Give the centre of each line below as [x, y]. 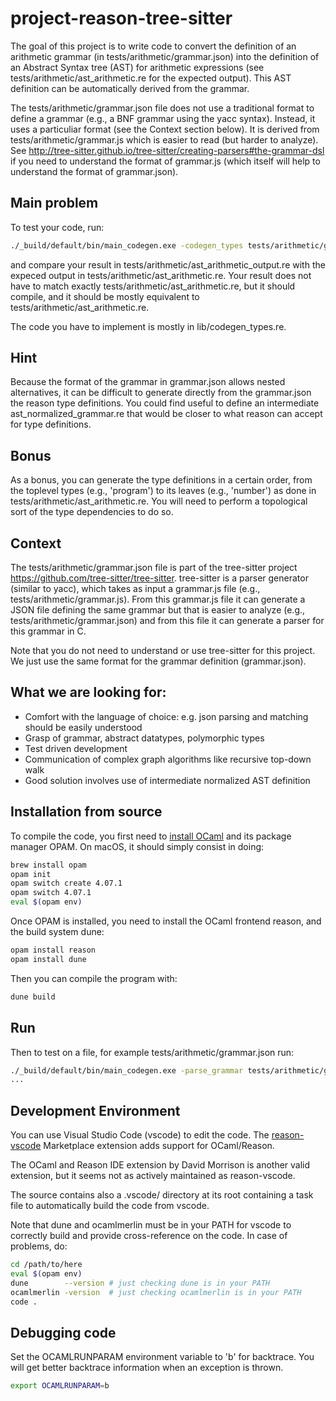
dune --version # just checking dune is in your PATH [140, 1283]
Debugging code [63, 1332]
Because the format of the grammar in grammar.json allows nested [148, 382]
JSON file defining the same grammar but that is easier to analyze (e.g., [158, 610]
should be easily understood [83, 727]
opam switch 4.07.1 [51, 893]
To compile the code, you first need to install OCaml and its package [151, 836]
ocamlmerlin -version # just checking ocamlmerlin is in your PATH [156, 1292]
